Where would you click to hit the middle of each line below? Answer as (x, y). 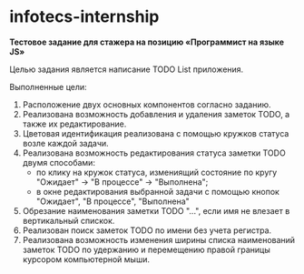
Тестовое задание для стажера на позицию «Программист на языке (147, 42)
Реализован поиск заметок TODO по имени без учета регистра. (147, 230)
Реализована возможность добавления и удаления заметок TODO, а (156, 114)
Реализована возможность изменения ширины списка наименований (159, 239)
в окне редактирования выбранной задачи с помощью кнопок (157, 191)
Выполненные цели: (49, 86)
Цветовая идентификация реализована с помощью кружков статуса (156, 133)
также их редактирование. (74, 124)
